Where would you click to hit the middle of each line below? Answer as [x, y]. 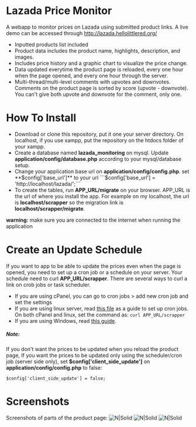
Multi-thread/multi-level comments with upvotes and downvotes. [92, 82]
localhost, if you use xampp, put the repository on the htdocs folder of [99, 140]
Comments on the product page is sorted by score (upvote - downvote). [101, 88]
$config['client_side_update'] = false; [56, 378]
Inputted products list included [51, 44]
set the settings [33, 302]
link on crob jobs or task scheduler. [48, 284]
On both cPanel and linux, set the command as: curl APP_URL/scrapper [100, 315]
